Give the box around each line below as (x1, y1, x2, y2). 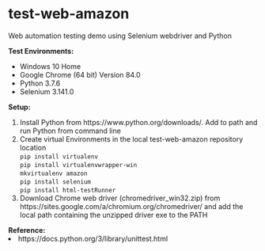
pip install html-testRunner (19, 186, 116, 194)
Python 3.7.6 (19, 78, 61, 88)
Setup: (8, 102, 31, 112)
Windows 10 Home (19, 61, 81, 71)
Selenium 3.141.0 (19, 86, 74, 96)
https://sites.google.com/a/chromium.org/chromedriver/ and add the (19, 201, 244, 211)
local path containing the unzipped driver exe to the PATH (19, 210, 208, 219)
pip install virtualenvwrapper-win (19, 161, 138, 169)
